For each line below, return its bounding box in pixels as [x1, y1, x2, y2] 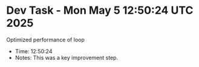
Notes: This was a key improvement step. [15, 54, 119, 61]
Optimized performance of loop [6, 36, 85, 43]
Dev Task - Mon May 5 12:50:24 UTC [6, 4, 194, 17]
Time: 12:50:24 [15, 47, 53, 54]
